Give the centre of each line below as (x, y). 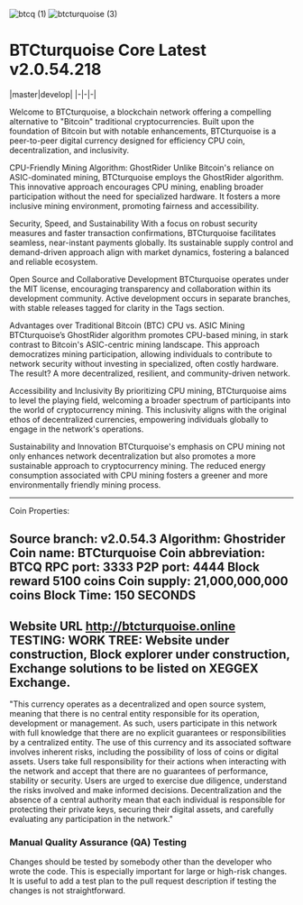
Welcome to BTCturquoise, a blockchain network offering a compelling (141, 112)
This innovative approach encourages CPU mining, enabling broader (137, 187)
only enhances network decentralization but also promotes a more (133, 456)
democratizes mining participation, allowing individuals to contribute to (141, 354)
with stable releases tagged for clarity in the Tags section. (117, 307)
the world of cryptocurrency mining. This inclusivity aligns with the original (148, 409)
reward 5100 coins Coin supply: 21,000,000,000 (149, 581)
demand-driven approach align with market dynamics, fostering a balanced (149, 251)
